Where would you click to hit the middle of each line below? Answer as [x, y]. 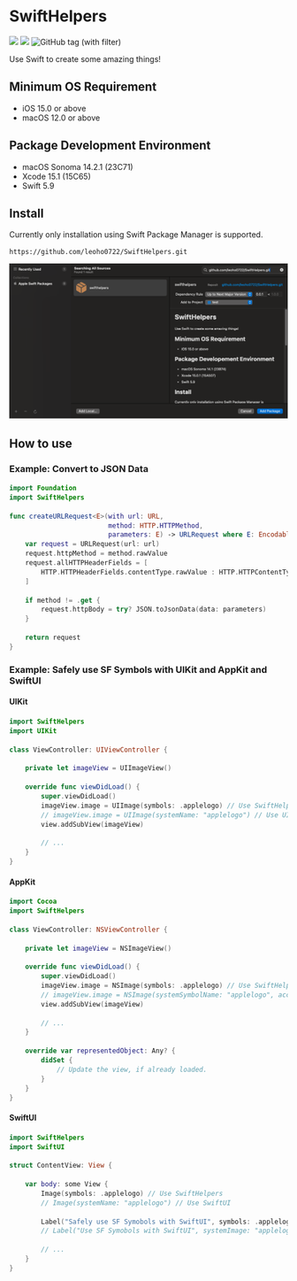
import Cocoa [33, 902]
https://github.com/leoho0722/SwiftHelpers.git [99, 252]
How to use [41, 443]
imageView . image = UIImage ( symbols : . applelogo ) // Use [146, 806]
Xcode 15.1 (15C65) [56, 176]
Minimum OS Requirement [83, 87]
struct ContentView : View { [61, 1166]
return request [53, 638]
